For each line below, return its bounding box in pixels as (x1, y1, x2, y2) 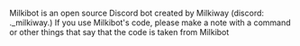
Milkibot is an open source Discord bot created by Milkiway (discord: (9, 8, 264, 18)
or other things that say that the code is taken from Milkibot (9, 27, 230, 37)
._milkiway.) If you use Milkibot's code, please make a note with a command (9, 17, 291, 28)
